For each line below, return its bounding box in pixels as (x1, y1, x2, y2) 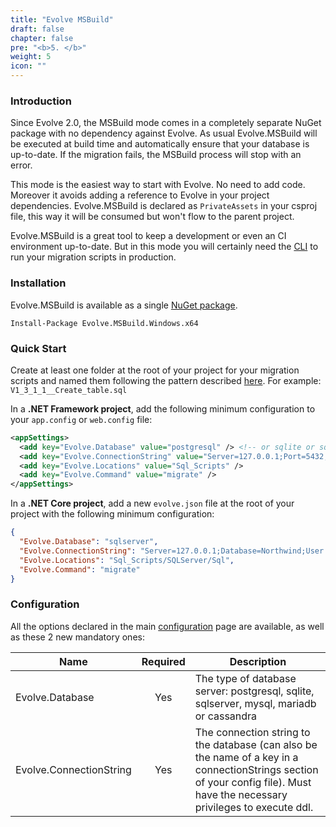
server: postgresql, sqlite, (194, 684, 315, 698)
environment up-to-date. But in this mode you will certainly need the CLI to (10, 241, 319, 253)
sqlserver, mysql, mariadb (194, 696, 317, 710)
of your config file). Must (194, 775, 312, 789)
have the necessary (194, 787, 288, 801)
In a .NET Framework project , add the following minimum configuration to (10, 402, 316, 415)
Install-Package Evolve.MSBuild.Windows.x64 (10, 318, 199, 328)
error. (10, 159, 33, 171)
